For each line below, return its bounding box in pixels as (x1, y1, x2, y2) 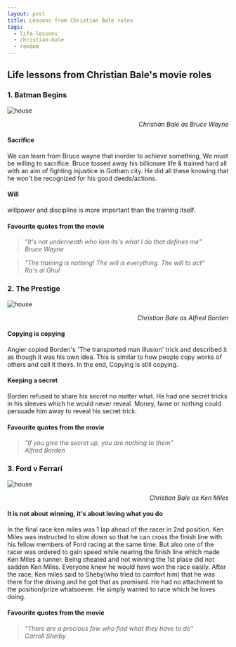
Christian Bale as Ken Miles (149, 494, 229, 502)
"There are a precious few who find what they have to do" (24, 624, 194, 632)
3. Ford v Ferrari (7, 464, 63, 474)
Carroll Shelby (24, 632, 67, 640)
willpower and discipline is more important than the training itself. (7, 206, 196, 215)
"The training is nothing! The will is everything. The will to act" (24, 258, 205, 268)
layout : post (7, 10, 46, 18)
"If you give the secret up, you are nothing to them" (24, 439, 173, 447)
